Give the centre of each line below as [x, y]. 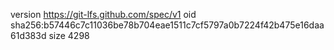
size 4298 [69, 35]
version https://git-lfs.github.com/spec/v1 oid [103, 14]
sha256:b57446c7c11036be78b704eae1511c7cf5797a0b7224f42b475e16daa [167, 25]
